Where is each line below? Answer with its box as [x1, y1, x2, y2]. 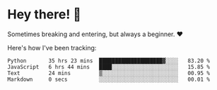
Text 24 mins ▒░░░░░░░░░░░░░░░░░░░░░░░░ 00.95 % [7, 69, 211, 77]
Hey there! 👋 [7, 6, 81, 23]
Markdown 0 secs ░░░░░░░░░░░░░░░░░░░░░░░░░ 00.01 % [7, 76, 211, 83]
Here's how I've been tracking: [7, 43, 97, 52]
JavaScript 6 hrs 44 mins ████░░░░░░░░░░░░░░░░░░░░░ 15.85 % [7, 63, 211, 70]
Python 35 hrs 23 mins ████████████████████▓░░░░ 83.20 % [7, 57, 211, 64]
